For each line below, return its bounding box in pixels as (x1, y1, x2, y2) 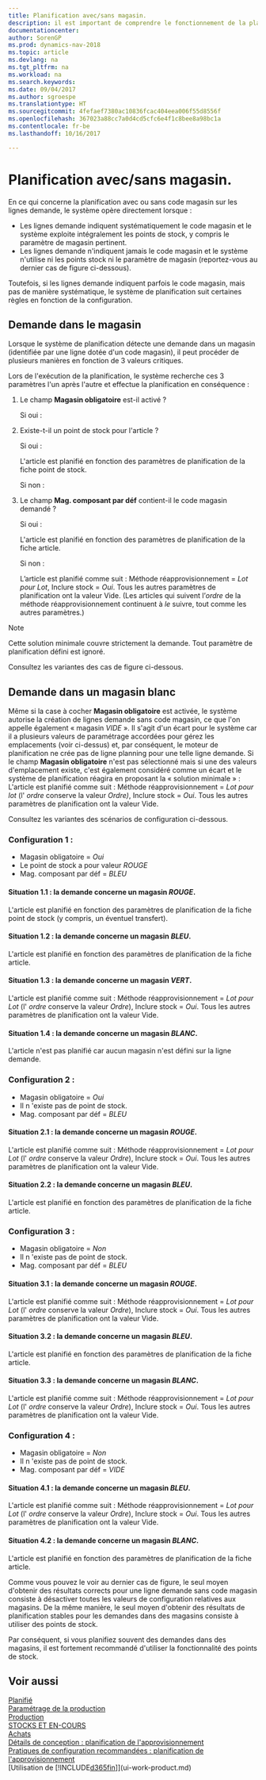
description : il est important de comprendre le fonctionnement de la (8, 19, 246, 27)
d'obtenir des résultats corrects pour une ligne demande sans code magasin (8, 1586, 257, 1595)
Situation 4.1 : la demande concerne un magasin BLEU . (8, 1483, 192, 1492)
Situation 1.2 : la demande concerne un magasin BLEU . (8, 931, 192, 941)
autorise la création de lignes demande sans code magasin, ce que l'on (8, 715, 241, 724)
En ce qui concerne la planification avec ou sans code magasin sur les (8, 197, 237, 206)
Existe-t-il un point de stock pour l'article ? (19, 426, 159, 435)
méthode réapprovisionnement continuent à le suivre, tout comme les (19, 600, 247, 609)
